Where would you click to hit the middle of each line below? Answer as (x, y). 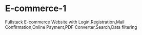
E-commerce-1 (36, 9)
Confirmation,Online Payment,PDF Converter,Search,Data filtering (71, 27)
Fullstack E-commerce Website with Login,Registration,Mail (65, 22)
